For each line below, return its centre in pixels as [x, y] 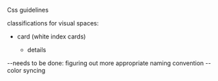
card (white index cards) [51, 36]
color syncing [26, 70]
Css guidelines [28, 10]
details [37, 50]
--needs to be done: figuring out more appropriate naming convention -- [109, 63]
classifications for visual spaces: [53, 23]
